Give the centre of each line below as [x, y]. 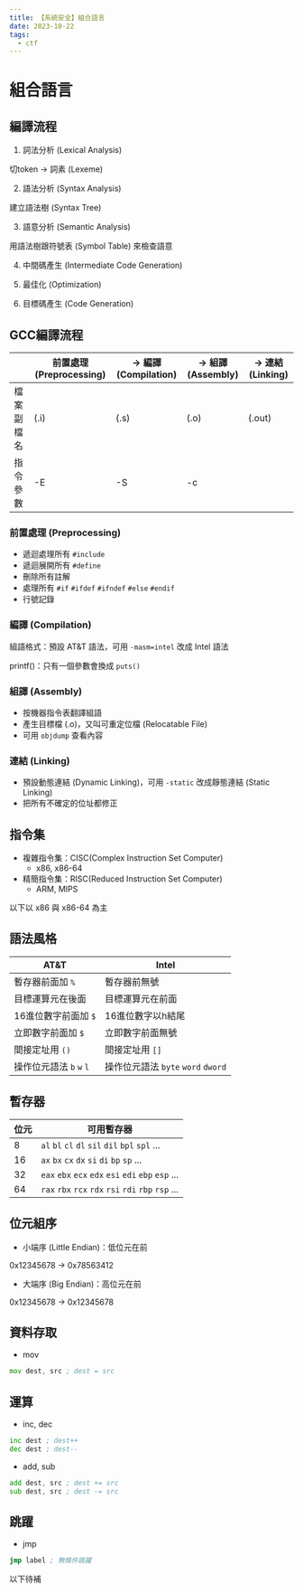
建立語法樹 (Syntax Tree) [55, 208]
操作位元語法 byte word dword [166, 1066]
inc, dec [37, 1424]
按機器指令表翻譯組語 [62, 712]
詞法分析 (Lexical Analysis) [72, 150]
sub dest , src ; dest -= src [64, 1491]
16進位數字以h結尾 [145, 1015]
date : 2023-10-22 [42, 26]
